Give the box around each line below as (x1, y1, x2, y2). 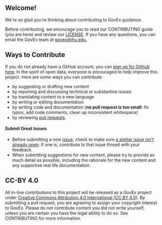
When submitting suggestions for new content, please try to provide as (12, 152, 155, 158)
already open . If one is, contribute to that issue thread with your (12, 141, 140, 148)
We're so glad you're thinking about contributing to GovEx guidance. (5, 17, 143, 22)
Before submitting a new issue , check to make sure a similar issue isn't (12, 136, 154, 142)
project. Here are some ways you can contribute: (5, 74, 103, 80)
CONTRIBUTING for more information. (5, 215, 81, 221)
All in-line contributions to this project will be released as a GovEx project (5, 189, 152, 195)
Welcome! (5, 4, 36, 12)
